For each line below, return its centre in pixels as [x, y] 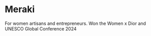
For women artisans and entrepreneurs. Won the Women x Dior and [75, 23]
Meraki [20, 9]
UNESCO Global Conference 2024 [41, 28]
